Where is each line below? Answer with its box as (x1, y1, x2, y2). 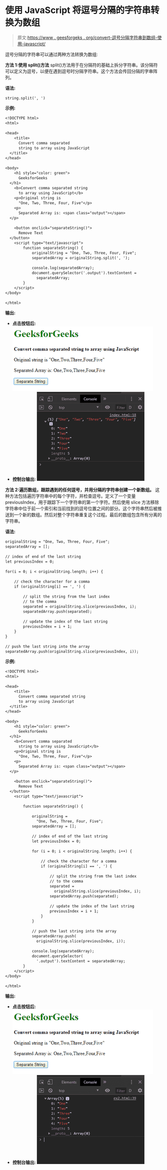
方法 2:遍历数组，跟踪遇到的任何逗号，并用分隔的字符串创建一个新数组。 (5, 486, 154, 492)
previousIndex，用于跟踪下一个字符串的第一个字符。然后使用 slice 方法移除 (5, 499, 160, 505)
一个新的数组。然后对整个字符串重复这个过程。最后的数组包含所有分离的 (13, 511, 162, 517)
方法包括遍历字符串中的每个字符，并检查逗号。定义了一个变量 (9, 493, 136, 499)
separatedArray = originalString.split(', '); (31, 255, 130, 260)
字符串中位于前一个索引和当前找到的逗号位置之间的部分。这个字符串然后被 (5, 505, 158, 511)
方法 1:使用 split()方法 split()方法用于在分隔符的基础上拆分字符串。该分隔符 (5, 62, 158, 68)
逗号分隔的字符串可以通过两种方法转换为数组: (5, 51, 98, 57)
